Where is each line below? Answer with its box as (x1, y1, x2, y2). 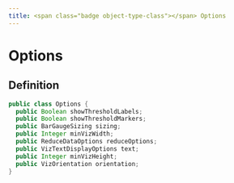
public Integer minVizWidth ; (15, 130, 114, 138)
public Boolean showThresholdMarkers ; (15, 114, 147, 123)
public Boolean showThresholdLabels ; (15, 107, 143, 115)
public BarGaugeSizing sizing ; (15, 123, 121, 131)
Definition (8, 78, 59, 93)
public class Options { (8, 100, 89, 108)
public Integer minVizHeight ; (15, 152, 117, 160)
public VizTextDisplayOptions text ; (15, 144, 139, 153)
